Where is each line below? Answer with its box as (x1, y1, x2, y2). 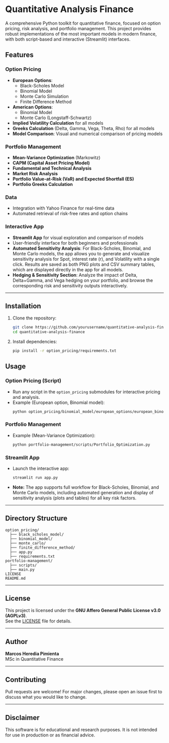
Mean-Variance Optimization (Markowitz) (12, 154, 101, 160)
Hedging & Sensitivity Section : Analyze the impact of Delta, (12, 272, 138, 278)
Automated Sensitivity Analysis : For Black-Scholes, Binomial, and (12, 245, 151, 251)
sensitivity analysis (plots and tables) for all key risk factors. (12, 495, 137, 501)
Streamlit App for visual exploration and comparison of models (12, 235, 144, 241)
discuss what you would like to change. (5, 694, 87, 700)
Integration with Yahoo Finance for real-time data (12, 205, 115, 211)
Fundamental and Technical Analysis (12, 165, 92, 171)
